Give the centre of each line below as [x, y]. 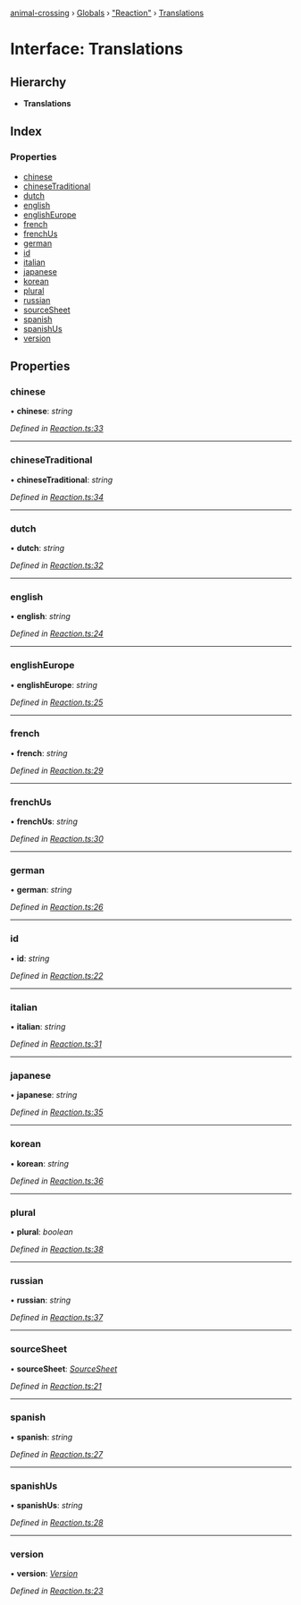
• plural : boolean [42, 1231]
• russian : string [41, 1300]
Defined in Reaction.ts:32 [57, 565]
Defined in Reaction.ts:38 [57, 1249]
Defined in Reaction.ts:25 [57, 702]
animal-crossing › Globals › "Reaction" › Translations [107, 13]
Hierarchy [38, 82]
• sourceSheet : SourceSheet [64, 1369]
